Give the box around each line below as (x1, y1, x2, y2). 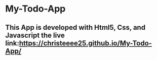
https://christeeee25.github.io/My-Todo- (19, 39, 152, 47)
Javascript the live (5, 31, 65, 39)
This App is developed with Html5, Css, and (5, 23, 146, 32)
